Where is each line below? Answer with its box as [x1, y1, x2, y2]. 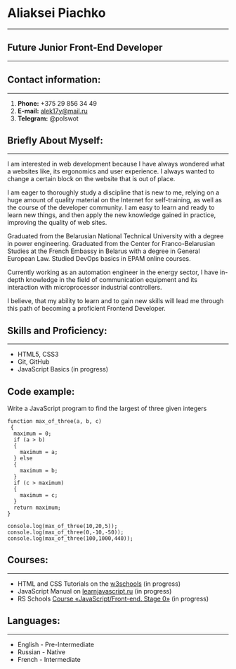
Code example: [7, 386, 75, 398]
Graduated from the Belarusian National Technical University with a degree [7, 232, 224, 240]
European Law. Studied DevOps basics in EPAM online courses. [7, 254, 191, 263]
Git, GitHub [17, 357, 50, 366]
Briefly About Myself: [7, 134, 103, 146]
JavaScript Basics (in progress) [17, 365, 109, 374]
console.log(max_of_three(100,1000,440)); [7, 535, 133, 542]
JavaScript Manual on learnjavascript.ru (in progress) [17, 587, 172, 595]
